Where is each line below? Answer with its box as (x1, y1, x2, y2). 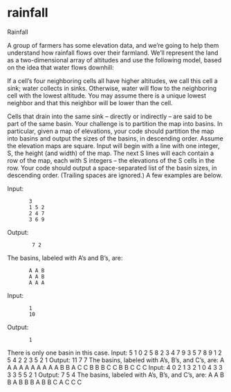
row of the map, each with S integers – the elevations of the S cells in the (7, 156, 215, 164)
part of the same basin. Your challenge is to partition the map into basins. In (7, 119, 223, 127)
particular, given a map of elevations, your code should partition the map (7, 127, 214, 135)
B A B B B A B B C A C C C (7, 377, 82, 386)
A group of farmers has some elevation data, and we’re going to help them (7, 41, 219, 49)
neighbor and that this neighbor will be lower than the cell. (7, 98, 173, 107)
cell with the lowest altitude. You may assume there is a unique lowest (7, 91, 206, 100)
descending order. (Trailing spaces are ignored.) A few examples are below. (7, 171, 223, 179)
